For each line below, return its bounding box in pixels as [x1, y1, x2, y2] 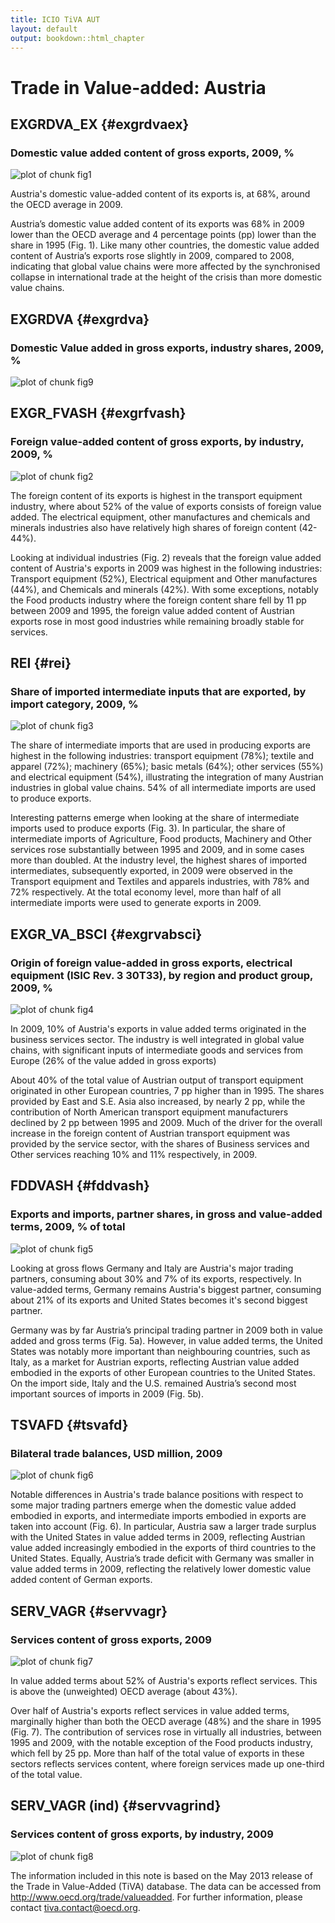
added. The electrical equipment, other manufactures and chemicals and [10, 511, 311, 523]
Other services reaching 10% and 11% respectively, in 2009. [10, 1149, 258, 1160]
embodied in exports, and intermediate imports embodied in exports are [10, 1510, 307, 1522]
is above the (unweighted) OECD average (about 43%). [10, 1686, 238, 1698]
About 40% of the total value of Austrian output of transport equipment [10, 1074, 304, 1086]
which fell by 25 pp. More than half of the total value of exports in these [10, 1747, 305, 1760]
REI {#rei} [10, 655, 72, 672]
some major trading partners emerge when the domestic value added [10, 1499, 297, 1511]
